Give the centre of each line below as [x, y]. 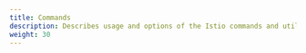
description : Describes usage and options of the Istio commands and [144, 26]
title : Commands [40, 18]
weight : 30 [30, 34]
